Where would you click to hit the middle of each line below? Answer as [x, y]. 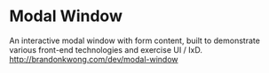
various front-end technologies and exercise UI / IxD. [106, 49]
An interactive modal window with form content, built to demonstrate [134, 40]
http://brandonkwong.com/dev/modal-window [94, 59]
